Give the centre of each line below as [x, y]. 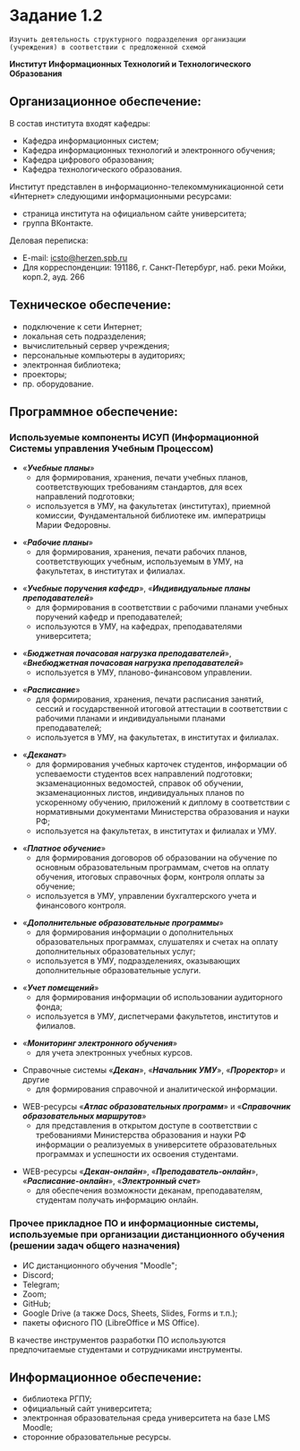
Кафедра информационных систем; [90, 141]
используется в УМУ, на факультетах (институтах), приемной [153, 506]
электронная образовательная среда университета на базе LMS [146, 1418]
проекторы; [44, 374]
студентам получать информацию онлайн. [117, 1200]
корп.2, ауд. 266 [53, 276]
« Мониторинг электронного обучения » [99, 1043]
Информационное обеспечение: [106, 1377]
